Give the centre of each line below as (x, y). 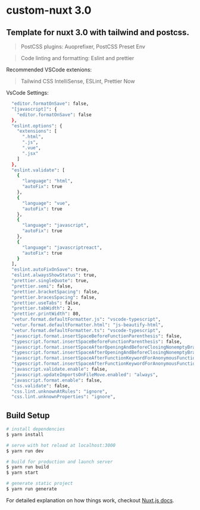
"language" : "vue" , (46, 203)
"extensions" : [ (37, 132)
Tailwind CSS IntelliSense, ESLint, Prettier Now (78, 81)
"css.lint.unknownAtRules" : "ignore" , (60, 391)
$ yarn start (22, 473)
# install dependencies (36, 429)
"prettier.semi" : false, (42, 286)
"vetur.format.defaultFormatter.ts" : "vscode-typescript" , (86, 330)
